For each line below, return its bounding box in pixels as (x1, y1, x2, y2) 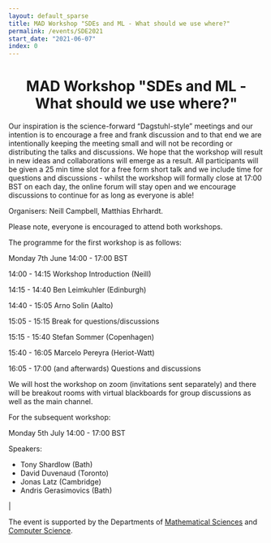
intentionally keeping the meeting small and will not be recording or (8, 139, 233, 149)
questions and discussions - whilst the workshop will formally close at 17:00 (8, 173, 262, 183)
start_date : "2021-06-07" (8, 34, 96, 43)
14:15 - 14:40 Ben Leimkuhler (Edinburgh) (8, 285, 147, 295)
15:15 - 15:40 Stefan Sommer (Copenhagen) (8, 332, 155, 342)
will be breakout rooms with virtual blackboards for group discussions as (8, 388, 252, 398)
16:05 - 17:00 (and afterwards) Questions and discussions (8, 363, 201, 374)
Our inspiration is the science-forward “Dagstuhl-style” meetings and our (8, 121, 253, 131)
